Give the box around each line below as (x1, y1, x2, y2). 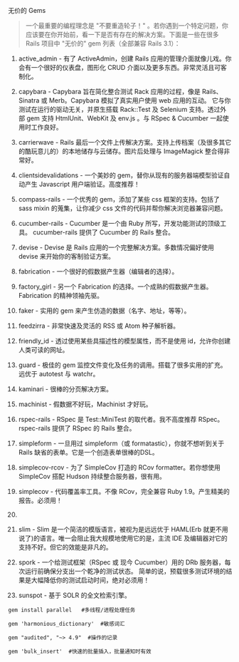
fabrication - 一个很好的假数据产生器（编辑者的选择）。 (18, 267, 179, 276)
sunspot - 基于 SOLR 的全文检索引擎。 (18, 591, 131, 599)
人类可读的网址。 (18, 346, 69, 354)
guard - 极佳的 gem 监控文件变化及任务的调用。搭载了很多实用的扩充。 (18, 361, 227, 369)
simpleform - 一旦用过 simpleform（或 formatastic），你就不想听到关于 (18, 439, 225, 448)
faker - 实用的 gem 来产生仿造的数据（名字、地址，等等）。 (18, 306, 191, 315)
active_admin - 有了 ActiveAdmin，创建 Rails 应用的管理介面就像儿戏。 (18, 54, 226, 63)
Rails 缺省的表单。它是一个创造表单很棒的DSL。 (18, 448, 159, 456)
